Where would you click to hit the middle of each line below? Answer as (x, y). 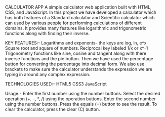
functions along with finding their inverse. (47, 33)
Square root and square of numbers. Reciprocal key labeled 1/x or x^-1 (77, 48)
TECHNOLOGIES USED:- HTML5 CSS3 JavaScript (56, 84)
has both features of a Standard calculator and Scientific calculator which (80, 18)
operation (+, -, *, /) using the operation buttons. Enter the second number (81, 99)
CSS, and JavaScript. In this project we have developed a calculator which (81, 12)
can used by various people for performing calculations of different (73, 23)
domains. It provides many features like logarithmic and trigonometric (76, 28)
